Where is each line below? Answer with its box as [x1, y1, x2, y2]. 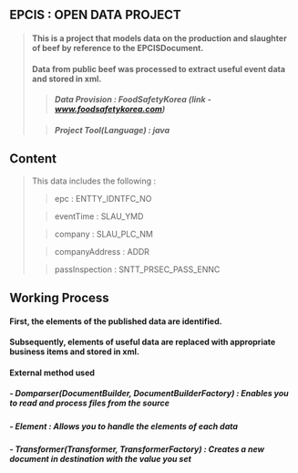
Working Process [9, 289, 109, 305]
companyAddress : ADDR [54, 246, 150, 257]
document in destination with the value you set [9, 454, 191, 465]
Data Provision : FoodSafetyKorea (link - [54, 94, 212, 105]
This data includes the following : [31, 175, 157, 186]
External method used [9, 367, 96, 378]
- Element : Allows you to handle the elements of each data [9, 420, 239, 432]
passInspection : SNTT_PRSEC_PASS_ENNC [54, 264, 221, 275]
